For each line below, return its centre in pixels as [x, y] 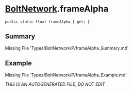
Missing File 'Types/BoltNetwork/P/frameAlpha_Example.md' [66, 75]
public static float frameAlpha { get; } [48, 22]
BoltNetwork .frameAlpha [57, 9]
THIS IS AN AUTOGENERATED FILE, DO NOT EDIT [55, 84]
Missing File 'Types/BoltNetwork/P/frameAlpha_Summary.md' [67, 48]
